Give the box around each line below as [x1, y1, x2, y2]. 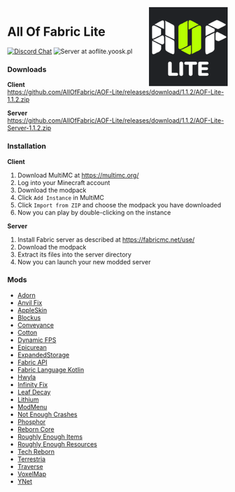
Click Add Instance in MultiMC [17, 193, 105, 202]
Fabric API [17, 357, 48, 367]
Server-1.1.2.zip [7, 124, 52, 132]
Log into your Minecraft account [17, 178, 111, 186]
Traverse [17, 462, 43, 470]
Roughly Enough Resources [17, 439, 98, 448]
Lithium [17, 395, 39, 404]
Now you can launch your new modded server [17, 257, 151, 266]
